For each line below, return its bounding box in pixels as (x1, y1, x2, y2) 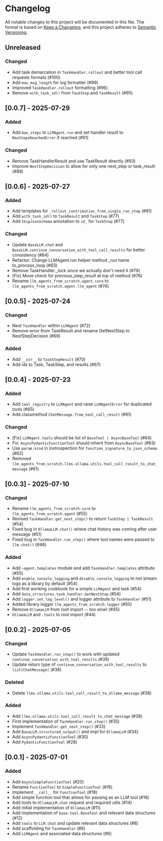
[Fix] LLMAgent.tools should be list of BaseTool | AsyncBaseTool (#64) (12, 435, 152, 440)
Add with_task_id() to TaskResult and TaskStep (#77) (12, 213, 120, 219)
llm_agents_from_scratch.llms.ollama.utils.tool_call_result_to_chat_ (12, 461, 158, 466)
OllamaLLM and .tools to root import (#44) (12, 611, 96, 617)
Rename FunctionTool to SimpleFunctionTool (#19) (12, 784, 113, 790)
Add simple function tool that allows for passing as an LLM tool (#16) (12, 794, 149, 800)
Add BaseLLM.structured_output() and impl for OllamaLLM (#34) (12, 729, 139, 734)
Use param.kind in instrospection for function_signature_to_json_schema (12, 445, 158, 451)
